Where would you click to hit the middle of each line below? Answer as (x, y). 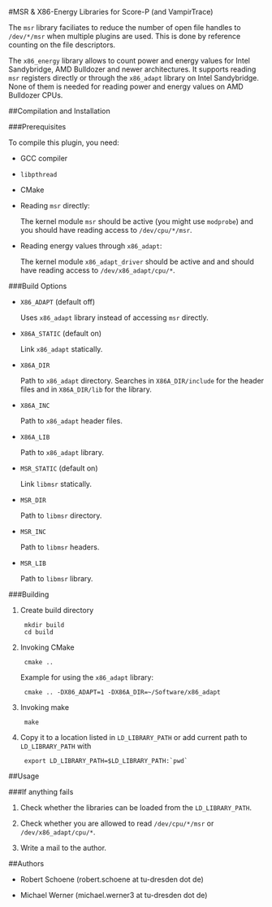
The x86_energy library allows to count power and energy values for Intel (129, 61)
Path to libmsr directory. (61, 515)
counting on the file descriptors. (62, 45)
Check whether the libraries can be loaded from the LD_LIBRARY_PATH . (136, 808)
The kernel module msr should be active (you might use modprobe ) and (137, 221)
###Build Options (38, 286)
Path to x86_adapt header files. (71, 421)
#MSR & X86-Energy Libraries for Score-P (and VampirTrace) (111, 12)
